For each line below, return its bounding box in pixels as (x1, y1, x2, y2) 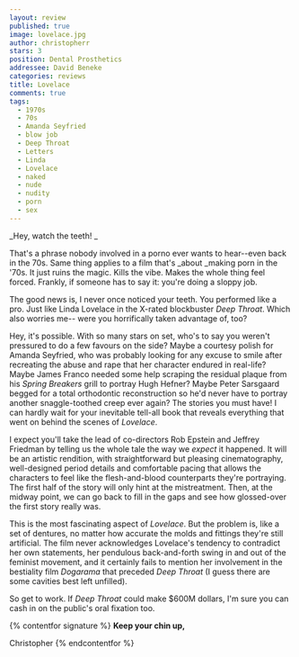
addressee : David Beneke (9, 64, 102, 73)
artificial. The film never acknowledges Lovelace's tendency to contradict (9, 537, 281, 548)
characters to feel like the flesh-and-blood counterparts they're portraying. (9, 472, 287, 482)
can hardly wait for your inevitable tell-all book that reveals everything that (9, 407, 285, 418)
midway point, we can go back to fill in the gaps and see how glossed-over (9, 491, 287, 502)
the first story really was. (9, 500, 101, 511)
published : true (9, 22, 70, 31)
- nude (17, 181, 42, 190)
